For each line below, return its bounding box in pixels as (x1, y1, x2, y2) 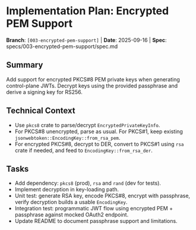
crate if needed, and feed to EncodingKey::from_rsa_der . (14, 147, 153, 154)
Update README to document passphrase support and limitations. (14, 218, 178, 225)
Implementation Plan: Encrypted (6, 4, 169, 18)
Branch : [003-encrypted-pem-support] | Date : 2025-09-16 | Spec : (6, 36, 167, 43)
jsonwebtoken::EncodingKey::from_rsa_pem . (14, 134, 121, 141)
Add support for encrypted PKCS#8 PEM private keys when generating (6, 75, 180, 83)
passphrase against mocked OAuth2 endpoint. (14, 211, 129, 218)
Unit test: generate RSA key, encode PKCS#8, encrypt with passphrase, (14, 192, 191, 200)
